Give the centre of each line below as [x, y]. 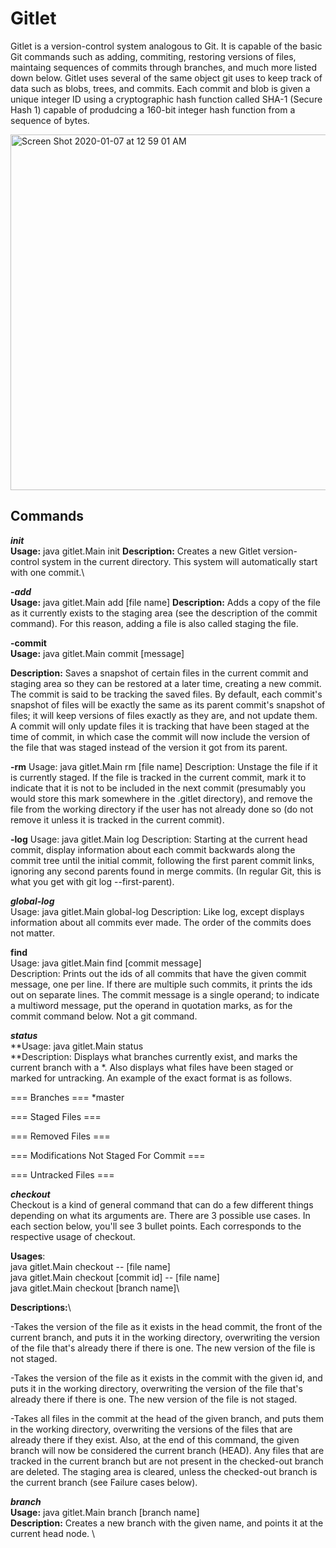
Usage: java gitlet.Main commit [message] [97, 653]
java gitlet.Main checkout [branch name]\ [95, 1288]
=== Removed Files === [60, 1136]
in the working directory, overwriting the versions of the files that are [151, 1429]
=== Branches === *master [67, 1097]
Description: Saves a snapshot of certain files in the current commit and [159, 673]
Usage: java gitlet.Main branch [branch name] [105, 1512]
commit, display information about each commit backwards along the [153, 849]
